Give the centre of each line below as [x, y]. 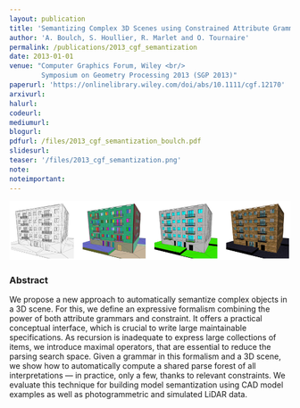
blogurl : [25, 132]
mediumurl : [29, 122]
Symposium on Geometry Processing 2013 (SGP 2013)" [140, 76]
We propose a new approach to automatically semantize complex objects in [148, 300]
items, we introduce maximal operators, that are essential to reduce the [140, 347]
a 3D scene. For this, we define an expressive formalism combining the [140, 309]
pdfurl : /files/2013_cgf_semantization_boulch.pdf [105, 142]
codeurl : [25, 113]
